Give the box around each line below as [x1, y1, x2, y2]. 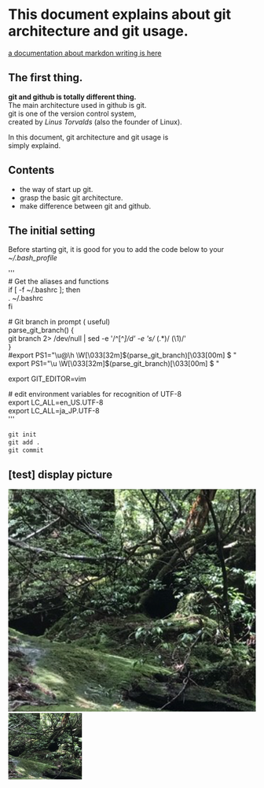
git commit [8, 446, 44, 454]
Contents [8, 164, 55, 177]
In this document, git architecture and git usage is [8, 132, 169, 142]
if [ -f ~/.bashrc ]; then [8, 285, 81, 294]
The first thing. [8, 71, 83, 84]
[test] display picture [8, 468, 112, 481]
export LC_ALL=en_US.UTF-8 [8, 398, 104, 407]
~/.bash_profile [8, 253, 57, 263]
